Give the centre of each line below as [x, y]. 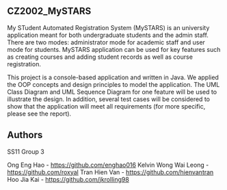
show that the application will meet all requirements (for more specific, [106, 106]
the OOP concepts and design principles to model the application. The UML [113, 84]
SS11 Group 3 [26, 151]
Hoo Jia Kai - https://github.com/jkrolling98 [68, 179]
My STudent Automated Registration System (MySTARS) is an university [108, 27]
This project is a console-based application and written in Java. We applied [113, 77]
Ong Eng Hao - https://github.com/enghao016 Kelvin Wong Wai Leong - [108, 165]
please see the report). [39, 113]
